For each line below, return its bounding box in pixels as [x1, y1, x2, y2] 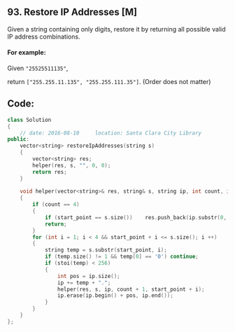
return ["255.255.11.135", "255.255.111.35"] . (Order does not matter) [7, 78, 211, 86]
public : [7, 136, 30, 143]
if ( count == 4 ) [32, 201, 80, 208]
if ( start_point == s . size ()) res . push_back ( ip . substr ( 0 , [44, 214, 227, 221]
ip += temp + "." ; [57, 279, 111, 286]
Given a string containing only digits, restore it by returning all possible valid [7, 25, 226, 33]
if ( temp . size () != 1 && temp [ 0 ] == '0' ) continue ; [44, 253, 199, 261]
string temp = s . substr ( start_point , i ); [44, 247, 168, 254]
